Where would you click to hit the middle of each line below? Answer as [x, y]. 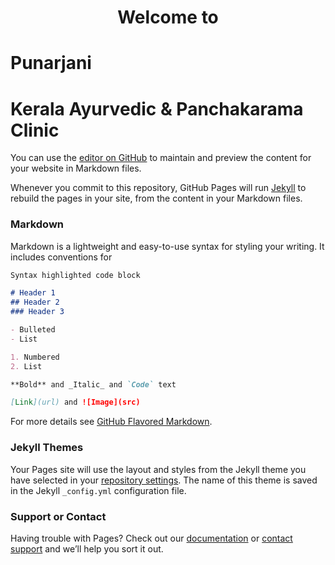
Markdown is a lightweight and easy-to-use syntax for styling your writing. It [167, 246]
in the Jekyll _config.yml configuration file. [98, 490]
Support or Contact [58, 516]
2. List [26, 366]
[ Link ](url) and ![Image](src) [75, 402]
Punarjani [51, 63]
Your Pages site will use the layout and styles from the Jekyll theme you [158, 469]
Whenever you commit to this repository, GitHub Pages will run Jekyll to [158, 188]
